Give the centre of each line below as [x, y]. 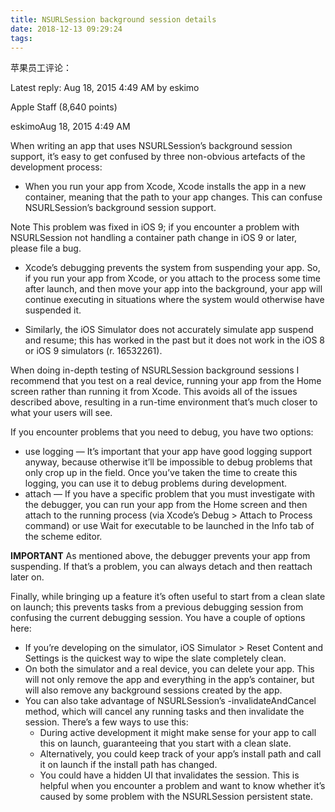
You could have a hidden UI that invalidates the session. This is [169, 775]
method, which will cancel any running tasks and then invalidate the [164, 712]
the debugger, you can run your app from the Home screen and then [166, 505]
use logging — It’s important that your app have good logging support [168, 452]
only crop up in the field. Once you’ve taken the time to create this [161, 473]
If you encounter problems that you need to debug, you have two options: [162, 432]
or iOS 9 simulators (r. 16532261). [93, 351]
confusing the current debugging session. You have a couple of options [158, 618]
